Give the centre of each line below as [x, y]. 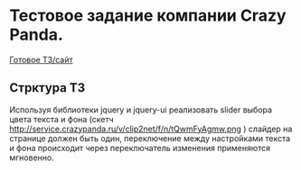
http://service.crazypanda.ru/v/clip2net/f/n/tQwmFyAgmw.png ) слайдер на [151, 129]
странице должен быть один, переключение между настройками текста [150, 138]
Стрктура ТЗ [47, 88]
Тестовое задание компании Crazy [148, 16]
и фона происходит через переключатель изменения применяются [140, 148]
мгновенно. [32, 157]
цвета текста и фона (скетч [62, 119]
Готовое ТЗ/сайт [42, 59]
